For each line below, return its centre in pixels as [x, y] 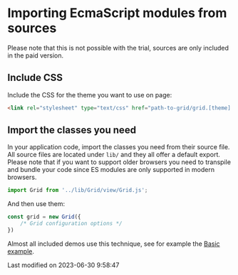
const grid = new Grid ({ [44, 217]
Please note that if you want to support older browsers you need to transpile [119, 162]
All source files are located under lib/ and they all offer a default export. [114, 155]
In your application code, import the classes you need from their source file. [119, 147]
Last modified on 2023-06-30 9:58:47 [63, 265]
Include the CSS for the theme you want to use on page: [90, 95]
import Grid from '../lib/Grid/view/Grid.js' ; [78, 190]
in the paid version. [36, 55]
